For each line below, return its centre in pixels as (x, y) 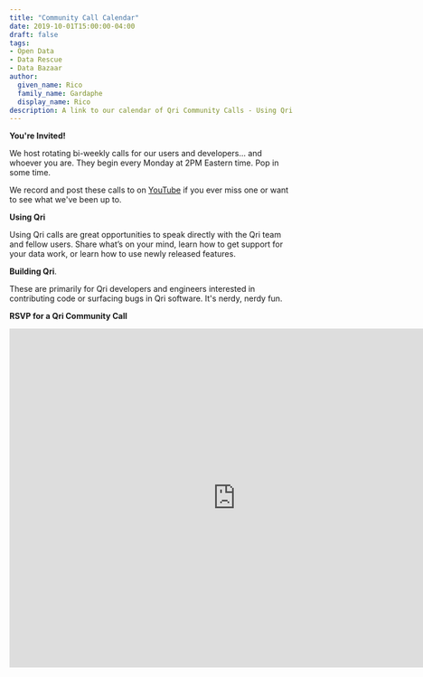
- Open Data (32, 52)
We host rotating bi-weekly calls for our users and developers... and (136, 154)
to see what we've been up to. (66, 200)
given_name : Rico (50, 85)
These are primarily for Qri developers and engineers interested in (132, 289)
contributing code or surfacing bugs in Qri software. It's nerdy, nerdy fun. (146, 298)
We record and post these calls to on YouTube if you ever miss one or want (149, 190)
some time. (30, 173)
